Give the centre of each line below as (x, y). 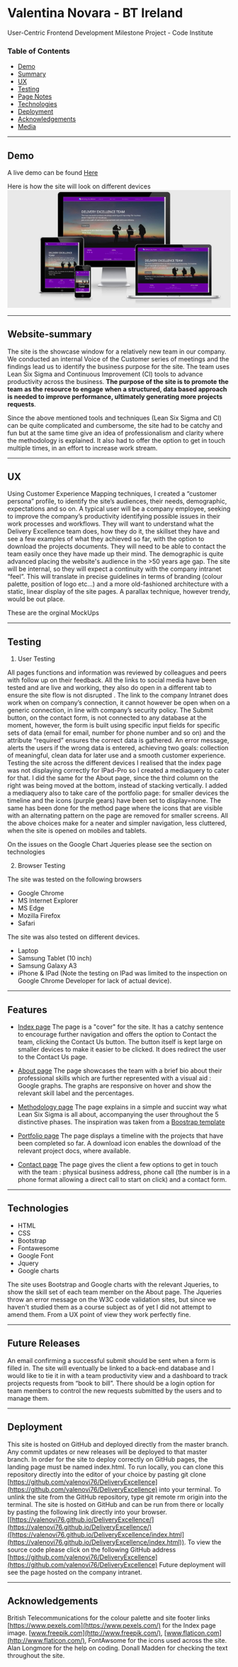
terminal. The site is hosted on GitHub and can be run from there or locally (116, 1504)
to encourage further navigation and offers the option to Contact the (117, 1034)
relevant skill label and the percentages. (76, 1093)
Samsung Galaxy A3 (47, 966)
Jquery (28, 1263)
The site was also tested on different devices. (74, 937)
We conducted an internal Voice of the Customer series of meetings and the (118, 358)
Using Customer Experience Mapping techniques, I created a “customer (112, 494)
